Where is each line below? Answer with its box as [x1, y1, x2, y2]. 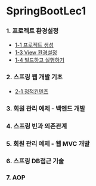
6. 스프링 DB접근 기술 [6, 157, 64, 166]
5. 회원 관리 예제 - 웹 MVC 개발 [6, 139, 90, 148]
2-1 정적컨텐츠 [14, 88, 49, 95]
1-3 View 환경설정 [14, 49, 58, 56]
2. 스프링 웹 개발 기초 [6, 73, 63, 82]
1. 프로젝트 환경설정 [6, 27, 59, 35]
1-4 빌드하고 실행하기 [14, 56, 64, 64]
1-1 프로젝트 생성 [14, 41, 54, 49]
